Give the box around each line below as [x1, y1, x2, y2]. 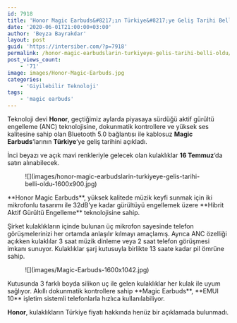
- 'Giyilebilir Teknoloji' [20, 83, 99, 90]
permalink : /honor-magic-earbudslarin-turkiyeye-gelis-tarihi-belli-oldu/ [7, 50, 232, 57]
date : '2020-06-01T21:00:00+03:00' [7, 23, 112, 30]
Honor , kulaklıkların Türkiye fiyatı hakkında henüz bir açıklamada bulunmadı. [7, 308, 229, 316]
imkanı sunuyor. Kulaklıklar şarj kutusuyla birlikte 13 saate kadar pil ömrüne [7, 245, 224, 252]
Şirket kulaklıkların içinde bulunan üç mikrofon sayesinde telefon [7, 222, 194, 230]
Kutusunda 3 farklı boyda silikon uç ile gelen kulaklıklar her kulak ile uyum [7, 279, 221, 288]
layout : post [7, 37, 46, 44]
